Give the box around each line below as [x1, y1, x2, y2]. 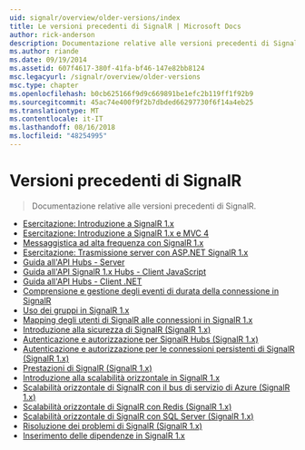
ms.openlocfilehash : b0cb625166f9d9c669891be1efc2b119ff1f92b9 [9, 89, 254, 98]
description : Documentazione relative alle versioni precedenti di [9, 38, 271, 48]
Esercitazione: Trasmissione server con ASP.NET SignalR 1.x [22, 247, 249, 258]
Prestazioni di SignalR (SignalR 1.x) [22, 362, 152, 373]
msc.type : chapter [9, 81, 79, 90]
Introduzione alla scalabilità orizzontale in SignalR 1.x [22, 372, 221, 383]
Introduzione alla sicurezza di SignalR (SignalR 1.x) [22, 324, 212, 335]
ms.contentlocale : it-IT [9, 114, 103, 123]
